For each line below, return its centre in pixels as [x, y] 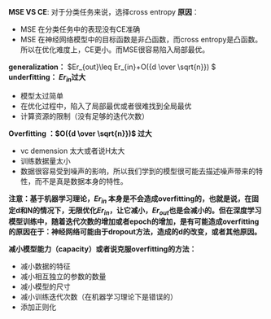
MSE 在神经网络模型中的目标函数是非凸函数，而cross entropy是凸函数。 [141, 39]
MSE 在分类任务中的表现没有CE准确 [80, 29]
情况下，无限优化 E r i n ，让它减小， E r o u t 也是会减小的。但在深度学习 [151, 211]
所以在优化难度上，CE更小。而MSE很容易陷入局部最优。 [115, 50]
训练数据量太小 [45, 160]
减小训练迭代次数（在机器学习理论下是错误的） [98, 297]
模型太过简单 [42, 95]
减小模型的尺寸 [45, 286]
